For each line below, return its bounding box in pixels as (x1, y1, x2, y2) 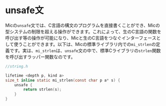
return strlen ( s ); (23, 87, 62, 92)
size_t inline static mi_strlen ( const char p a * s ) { (5, 78, 121, 83)
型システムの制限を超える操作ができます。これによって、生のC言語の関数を (5, 28, 162, 34)
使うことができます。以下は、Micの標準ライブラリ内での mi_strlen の (14, 41, 156, 47)
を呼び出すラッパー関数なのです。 (5, 54, 75, 60)
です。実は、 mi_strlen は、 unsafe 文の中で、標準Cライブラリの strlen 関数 (9, 47, 161, 54)
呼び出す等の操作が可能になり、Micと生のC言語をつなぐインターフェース (5, 35, 157, 41)
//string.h (5, 64, 28, 69)
